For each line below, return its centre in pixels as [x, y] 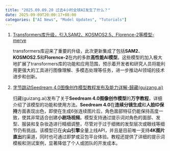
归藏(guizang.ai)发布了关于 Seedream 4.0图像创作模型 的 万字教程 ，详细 [87, 98]
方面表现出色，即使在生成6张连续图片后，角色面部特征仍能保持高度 [88, 111]
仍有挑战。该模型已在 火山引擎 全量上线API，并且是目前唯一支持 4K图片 [91, 131]
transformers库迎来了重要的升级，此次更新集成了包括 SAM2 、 [78, 51]
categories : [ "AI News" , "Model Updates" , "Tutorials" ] [66, 19]
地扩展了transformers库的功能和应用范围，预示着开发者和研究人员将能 [87, 64]
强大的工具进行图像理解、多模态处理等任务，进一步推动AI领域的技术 [93, 70]
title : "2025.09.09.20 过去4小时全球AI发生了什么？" [58, 10]
